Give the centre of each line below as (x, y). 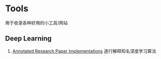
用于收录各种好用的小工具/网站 (37, 23)
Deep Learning (28, 39)
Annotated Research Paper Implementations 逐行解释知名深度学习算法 (84, 51)
